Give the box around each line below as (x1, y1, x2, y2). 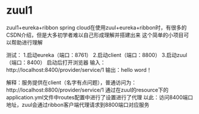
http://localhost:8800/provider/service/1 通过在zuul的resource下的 (6, 86, 169, 93)
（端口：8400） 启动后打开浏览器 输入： (6, 59, 106, 66)
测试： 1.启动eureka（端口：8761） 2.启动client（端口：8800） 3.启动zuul (6, 51, 187, 58)
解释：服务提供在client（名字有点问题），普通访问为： (6, 78, 137, 86)
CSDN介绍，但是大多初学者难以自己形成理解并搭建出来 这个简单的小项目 (6, 31, 184, 39)
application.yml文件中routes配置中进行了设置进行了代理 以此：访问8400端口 (6, 93, 193, 101)
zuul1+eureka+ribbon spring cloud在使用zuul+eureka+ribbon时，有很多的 (6, 24, 187, 31)
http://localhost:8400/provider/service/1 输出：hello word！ (6, 66, 152, 73)
